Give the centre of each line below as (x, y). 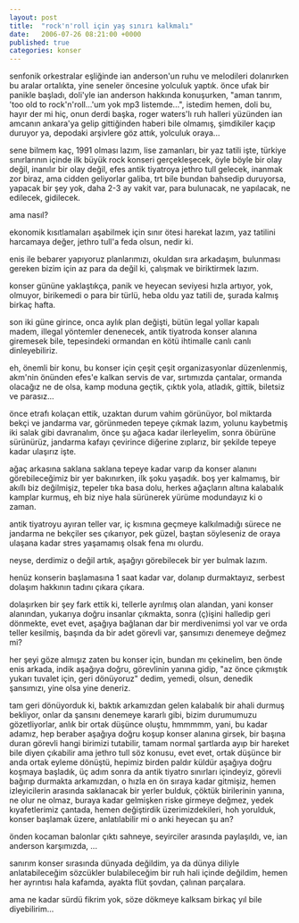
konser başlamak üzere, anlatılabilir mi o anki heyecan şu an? (121, 819)
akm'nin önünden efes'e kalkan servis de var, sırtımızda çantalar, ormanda (146, 378)
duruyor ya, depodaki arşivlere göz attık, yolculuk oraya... (115, 133)
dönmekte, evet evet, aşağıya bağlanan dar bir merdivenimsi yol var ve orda (149, 624)
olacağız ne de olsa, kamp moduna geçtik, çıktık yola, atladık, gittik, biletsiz (147, 387)
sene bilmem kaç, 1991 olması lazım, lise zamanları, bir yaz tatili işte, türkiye (148, 150)
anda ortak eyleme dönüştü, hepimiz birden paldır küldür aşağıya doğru (141, 762)
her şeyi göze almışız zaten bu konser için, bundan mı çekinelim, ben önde (146, 660)
